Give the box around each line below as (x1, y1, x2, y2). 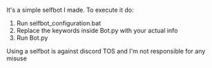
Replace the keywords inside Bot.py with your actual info (16, 27, 178, 34)
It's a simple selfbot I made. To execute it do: (6, 6, 134, 14)
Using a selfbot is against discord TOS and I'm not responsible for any (6, 47, 206, 55)
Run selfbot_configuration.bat (16, 19, 102, 27)
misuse (6, 54, 27, 63)
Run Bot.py (16, 34, 48, 42)
